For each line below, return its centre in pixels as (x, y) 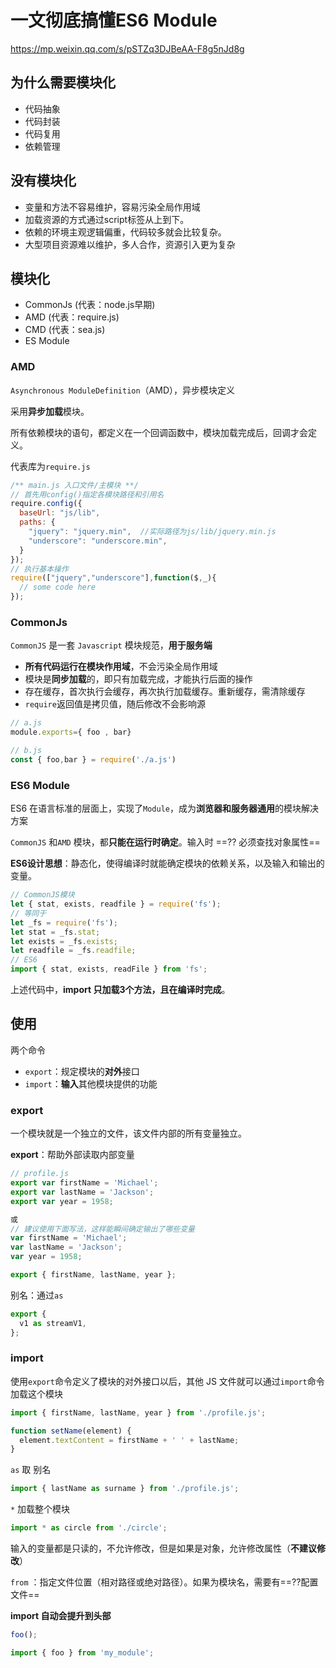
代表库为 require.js (50, 466)
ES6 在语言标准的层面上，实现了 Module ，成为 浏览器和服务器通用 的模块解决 (164, 808)
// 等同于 (28, 913)
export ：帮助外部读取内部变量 (72, 1155)
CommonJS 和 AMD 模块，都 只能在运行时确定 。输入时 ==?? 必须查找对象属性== (165, 842)
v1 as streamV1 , (53, 1323)
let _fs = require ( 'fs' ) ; (64, 922)
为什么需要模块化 (63, 82)
